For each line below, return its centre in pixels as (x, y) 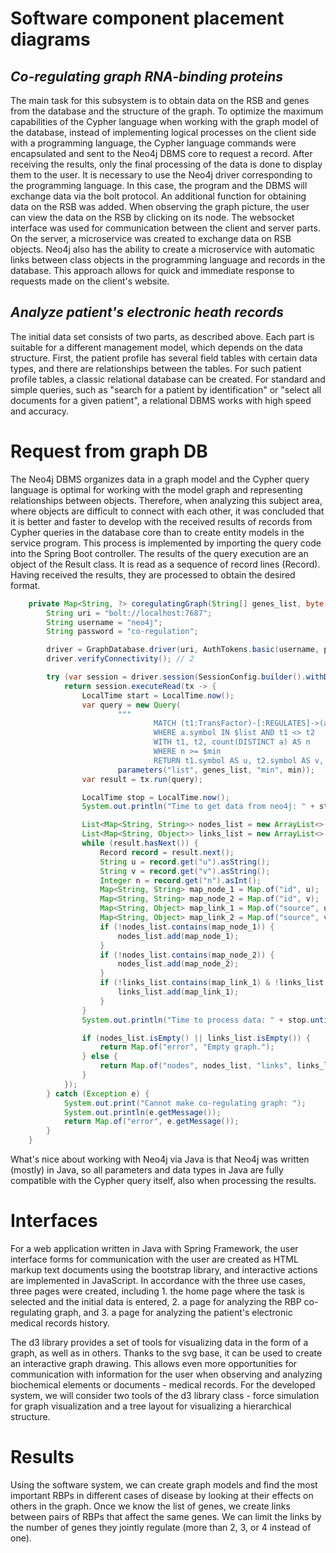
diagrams (50, 39)
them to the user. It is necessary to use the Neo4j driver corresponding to (161, 175)
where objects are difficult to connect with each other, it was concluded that (167, 511)
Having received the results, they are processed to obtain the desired (153, 574)
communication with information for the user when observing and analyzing (166, 1374)
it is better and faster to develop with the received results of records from (161, 521)
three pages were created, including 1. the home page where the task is (157, 1291)
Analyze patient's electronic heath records (147, 312)
